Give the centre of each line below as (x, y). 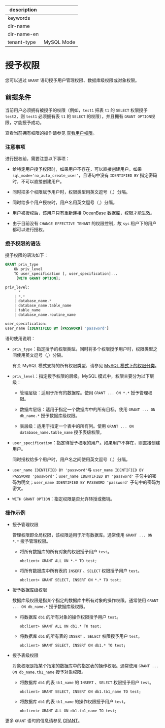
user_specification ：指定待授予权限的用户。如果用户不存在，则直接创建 (86, 442)
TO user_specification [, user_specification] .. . (66, 274)
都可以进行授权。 (30, 230)
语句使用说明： (20, 338)
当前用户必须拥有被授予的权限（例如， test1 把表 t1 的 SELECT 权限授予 (76, 110)
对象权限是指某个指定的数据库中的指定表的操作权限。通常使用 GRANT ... (85, 666)
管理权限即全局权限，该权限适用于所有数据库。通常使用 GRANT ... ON (82, 535)
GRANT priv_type (22, 265)
